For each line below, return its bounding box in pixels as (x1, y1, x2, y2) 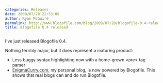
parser (12, 62, 26, 68)
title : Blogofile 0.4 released (5, 25, 68, 30)
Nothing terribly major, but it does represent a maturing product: (5, 48, 133, 54)
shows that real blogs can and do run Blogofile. (12, 72, 107, 78)
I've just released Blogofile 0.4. (5, 38, 67, 44)
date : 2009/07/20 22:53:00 (5, 12, 60, 16)
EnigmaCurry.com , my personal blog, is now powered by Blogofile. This (12, 67, 155, 73)
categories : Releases (5, 7, 49, 12)
